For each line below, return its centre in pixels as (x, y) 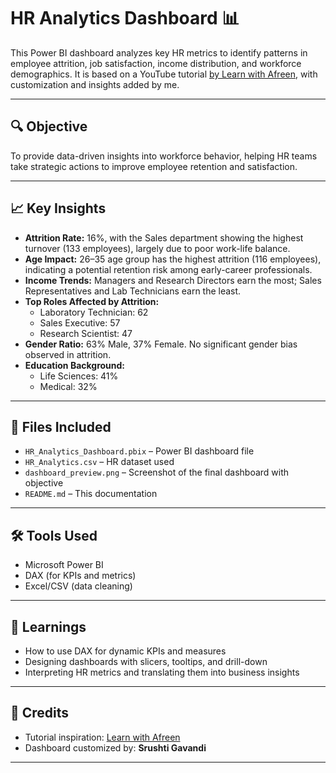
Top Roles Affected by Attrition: (92, 301)
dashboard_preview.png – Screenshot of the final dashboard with (157, 472)
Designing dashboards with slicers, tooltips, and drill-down (146, 661)
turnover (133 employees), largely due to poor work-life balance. (157, 248)
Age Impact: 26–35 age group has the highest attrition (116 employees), (173, 259)
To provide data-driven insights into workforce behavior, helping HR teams (164, 156)
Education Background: (75, 365)
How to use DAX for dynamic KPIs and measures (125, 651)
